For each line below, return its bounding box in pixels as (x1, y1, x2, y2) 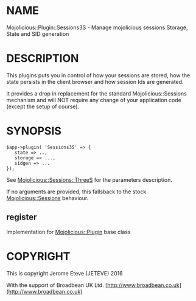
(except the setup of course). (6, 103, 80, 110)
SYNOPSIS (6, 124, 62, 138)
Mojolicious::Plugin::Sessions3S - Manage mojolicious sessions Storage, (6, 24, 188, 31)
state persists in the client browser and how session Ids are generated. (6, 78, 184, 85)
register (6, 212, 37, 223)
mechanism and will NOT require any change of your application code (6, 96, 181, 103)
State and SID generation (6, 30, 69, 37)
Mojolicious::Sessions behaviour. (6, 194, 89, 201)
